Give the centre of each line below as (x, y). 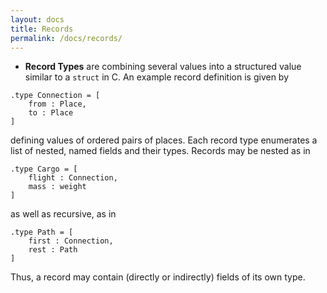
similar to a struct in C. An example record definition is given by (157, 77)
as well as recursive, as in (63, 214)
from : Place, (57, 104)
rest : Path (53, 250)
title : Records (42, 29)
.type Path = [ (42, 232)
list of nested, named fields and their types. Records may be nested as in (160, 151)
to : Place (51, 113)
